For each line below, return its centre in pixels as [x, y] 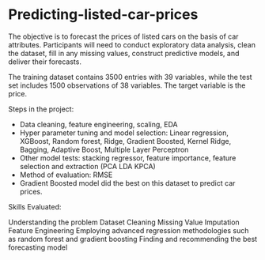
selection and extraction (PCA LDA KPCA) [87, 166]
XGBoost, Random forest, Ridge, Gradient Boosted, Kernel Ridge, [125, 141]
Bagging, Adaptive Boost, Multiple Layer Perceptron [104, 149]
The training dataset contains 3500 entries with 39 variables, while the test [130, 77]
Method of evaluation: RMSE [66, 175]
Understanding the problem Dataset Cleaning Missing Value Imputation [124, 222]
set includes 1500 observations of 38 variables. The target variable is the [127, 85]
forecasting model [38, 247]
